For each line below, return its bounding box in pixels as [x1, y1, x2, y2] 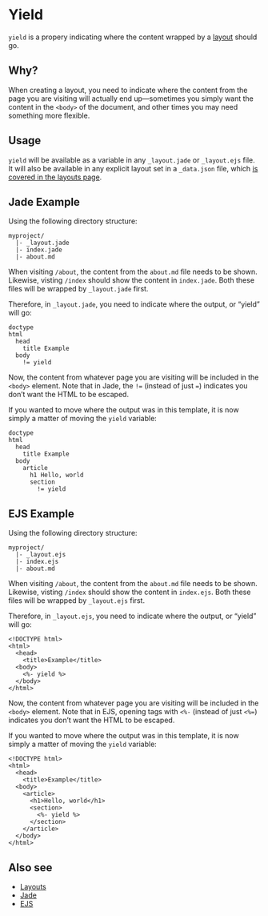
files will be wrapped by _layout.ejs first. [8, 596, 146, 605]
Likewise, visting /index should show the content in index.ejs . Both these [8, 587, 251, 597]
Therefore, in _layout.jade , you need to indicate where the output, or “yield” [8, 299, 260, 309]
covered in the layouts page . [8, 172, 102, 182]
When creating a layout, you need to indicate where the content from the [8, 85, 248, 94]
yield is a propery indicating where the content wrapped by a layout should [8, 32, 258, 42]
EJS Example [8, 507, 74, 520]
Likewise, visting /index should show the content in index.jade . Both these [8, 275, 254, 285]
